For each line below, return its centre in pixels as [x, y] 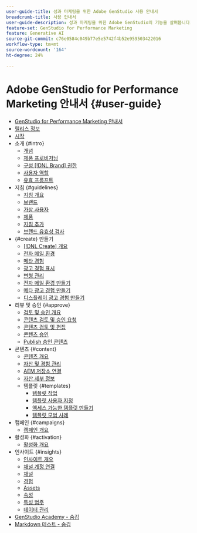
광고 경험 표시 [39, 268]
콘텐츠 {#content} [35, 349]
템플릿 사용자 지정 [52, 400]
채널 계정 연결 [39, 466]
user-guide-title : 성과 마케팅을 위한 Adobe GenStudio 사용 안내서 [82, 11]
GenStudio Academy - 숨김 [47, 517]
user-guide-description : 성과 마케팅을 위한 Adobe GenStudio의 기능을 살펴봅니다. [99, 22]
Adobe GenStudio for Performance [92, 89]
